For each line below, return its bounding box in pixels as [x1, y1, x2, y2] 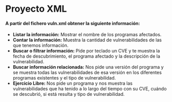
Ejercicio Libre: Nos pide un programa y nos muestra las [12, 80, 132, 87]
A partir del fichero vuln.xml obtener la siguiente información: [5, 20, 140, 26]
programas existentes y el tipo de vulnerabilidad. [12, 75, 116, 81]
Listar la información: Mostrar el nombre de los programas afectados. [12, 32, 162, 38]
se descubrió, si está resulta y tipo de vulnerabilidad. [12, 91, 125, 97]
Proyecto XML [5, 3, 67, 15]
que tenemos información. [12, 42, 69, 48]
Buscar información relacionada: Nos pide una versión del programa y [12, 64, 164, 70]
